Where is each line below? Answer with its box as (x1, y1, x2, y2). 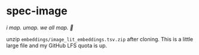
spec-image (6, 4, 68, 18)
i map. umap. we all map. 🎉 (6, 24, 74, 31)
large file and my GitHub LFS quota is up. (6, 42, 108, 49)
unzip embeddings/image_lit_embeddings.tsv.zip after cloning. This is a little (6, 35, 194, 42)
